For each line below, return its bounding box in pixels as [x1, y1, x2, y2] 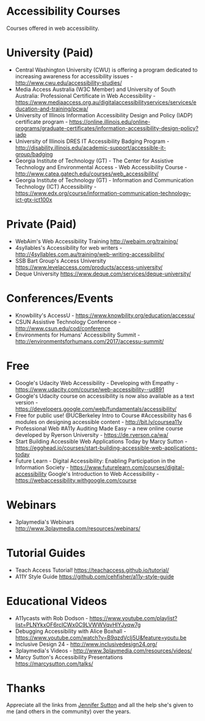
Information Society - [15, 463, 69, 471]
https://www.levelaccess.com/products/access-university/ [15, 263, 163, 271]
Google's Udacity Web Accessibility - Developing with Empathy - [15, 379, 179, 386]
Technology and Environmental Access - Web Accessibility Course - [15, 163, 187, 170]
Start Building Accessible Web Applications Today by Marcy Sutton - [15, 437, 188, 445]
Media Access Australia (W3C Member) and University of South [15, 86, 176, 93]
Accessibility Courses [6, 4, 121, 18]
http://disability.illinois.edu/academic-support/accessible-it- [15, 144, 167, 151]
